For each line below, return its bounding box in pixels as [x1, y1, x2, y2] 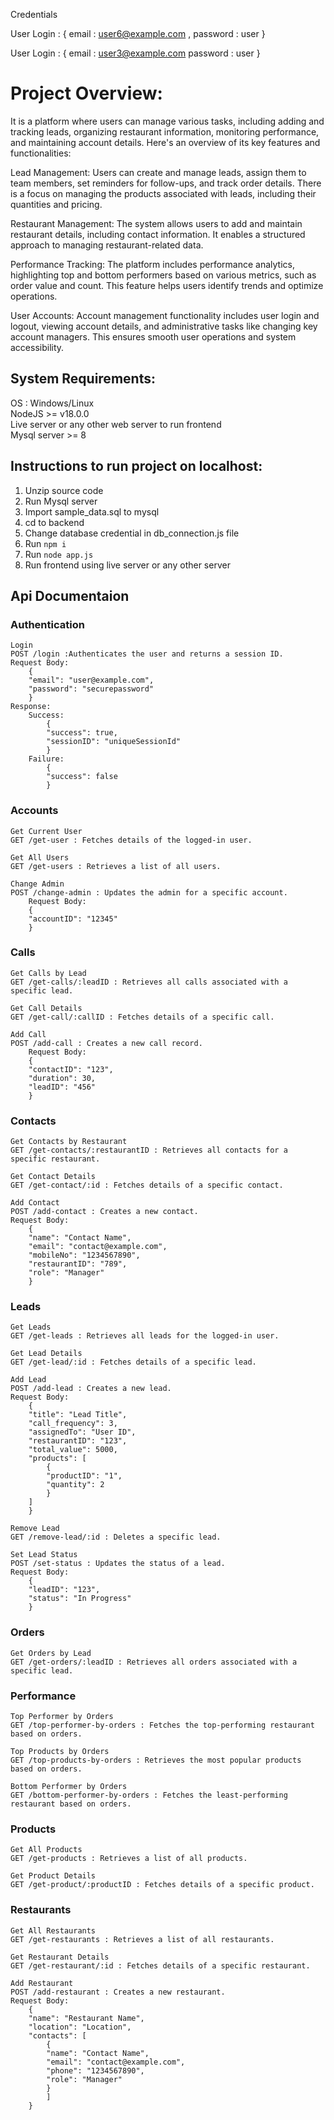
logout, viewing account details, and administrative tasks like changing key [10, 320, 318, 332]
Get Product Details [10, 1871, 97, 1881]
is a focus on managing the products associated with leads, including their [10, 187, 317, 199]
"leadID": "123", [28, 1585, 101, 1595]
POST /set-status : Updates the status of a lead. [10, 1559, 226, 1569]
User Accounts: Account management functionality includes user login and [10, 309, 320, 321]
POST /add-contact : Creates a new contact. [10, 1207, 199, 1217]
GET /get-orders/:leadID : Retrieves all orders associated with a [10, 1657, 298, 1667]
